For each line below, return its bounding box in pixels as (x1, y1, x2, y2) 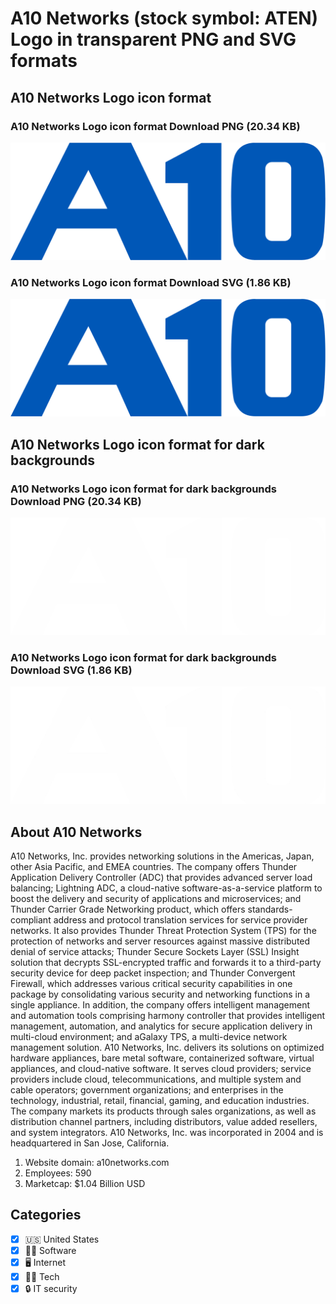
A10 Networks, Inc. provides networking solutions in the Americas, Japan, (10, 850, 315, 862)
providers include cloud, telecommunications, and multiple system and (10, 1073, 302, 1086)
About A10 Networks (10, 823, 143, 841)
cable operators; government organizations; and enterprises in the (10, 1084, 284, 1096)
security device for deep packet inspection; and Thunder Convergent (10, 967, 296, 979)
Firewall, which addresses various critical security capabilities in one (10, 978, 293, 990)
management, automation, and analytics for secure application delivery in (10, 1020, 313, 1032)
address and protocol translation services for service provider (53, 914, 308, 926)
